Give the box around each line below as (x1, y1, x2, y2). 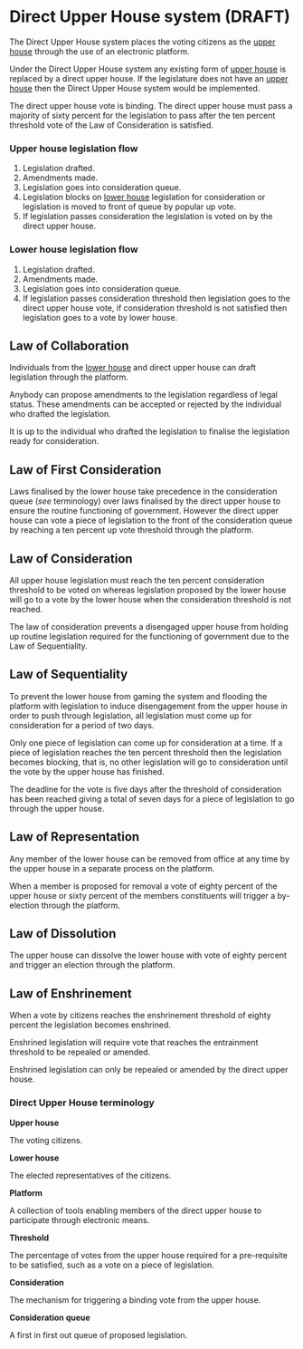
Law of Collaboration (9, 338, 129, 353)
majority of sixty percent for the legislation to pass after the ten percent (9, 110, 276, 120)
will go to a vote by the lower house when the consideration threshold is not (9, 593, 292, 604)
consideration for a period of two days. (9, 719, 155, 730)
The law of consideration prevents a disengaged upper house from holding (9, 621, 289, 631)
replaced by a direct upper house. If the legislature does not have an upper (9, 72, 289, 83)
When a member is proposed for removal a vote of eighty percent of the (9, 881, 278, 891)
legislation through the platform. (9, 371, 129, 382)
